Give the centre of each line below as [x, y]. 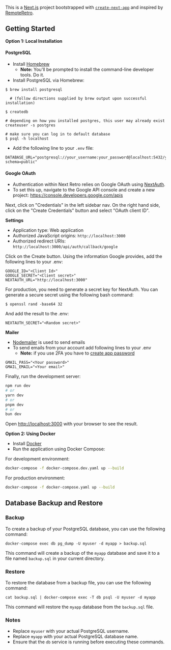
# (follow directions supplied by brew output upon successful [78, 99]
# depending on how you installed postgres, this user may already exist [85, 121]
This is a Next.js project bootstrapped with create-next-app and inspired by [84, 7]
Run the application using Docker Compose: [59, 449]
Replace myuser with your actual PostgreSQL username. [71, 631]
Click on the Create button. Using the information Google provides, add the [84, 256]
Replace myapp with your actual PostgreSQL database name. [75, 637]
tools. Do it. [32, 75]
